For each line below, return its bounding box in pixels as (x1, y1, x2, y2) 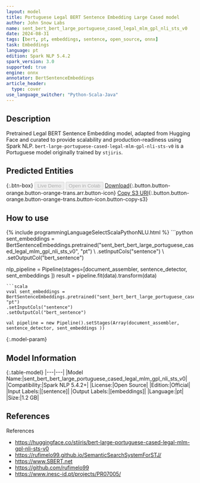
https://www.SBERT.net (14, 457, 73, 465)
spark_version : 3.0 (6, 58, 55, 64)
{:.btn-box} (6, 182, 34, 189)
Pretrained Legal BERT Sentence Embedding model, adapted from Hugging (6, 129, 190, 137)
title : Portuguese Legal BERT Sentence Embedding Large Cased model (6, 14, 180, 20)
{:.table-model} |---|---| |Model (6, 369, 83, 376)
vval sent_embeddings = (6, 289, 65, 295)
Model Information (6, 353, 77, 363)
